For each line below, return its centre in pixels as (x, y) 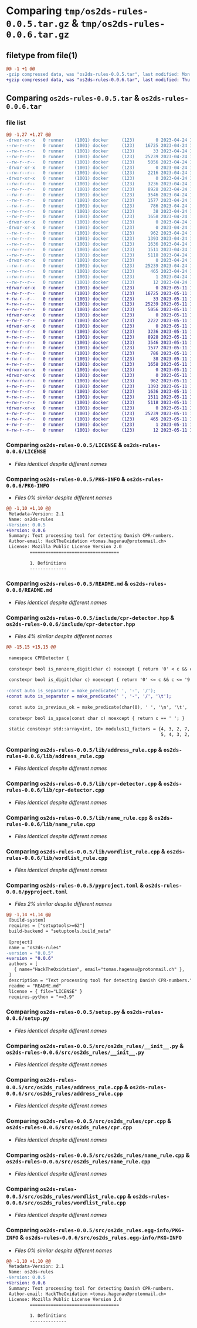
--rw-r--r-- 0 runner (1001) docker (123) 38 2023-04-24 (97, 211)
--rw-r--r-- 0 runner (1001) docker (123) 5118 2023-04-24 (97, 255)
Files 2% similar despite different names (63, 904)
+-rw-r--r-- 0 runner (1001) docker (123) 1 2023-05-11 (97, 425)
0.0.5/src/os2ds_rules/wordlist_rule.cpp (66, 1196)
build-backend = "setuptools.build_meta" (60, 931)
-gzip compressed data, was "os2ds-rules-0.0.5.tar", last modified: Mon (98, 74)
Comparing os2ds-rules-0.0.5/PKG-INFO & (66, 479)
